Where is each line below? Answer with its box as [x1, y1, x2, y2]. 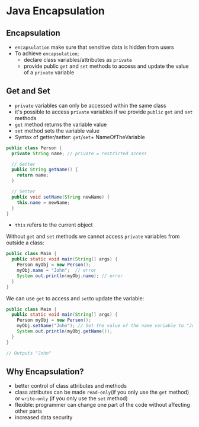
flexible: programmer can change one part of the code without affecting [14, 401, 191, 409]
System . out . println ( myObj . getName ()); [17, 328, 113, 334]
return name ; [17, 172, 49, 178]
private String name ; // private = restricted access [11, 150, 147, 156]
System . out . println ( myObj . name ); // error [17, 272, 123, 279]
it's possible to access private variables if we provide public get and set [14, 108, 193, 115]
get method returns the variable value [14, 121, 107, 128]
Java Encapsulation [6, 4, 105, 18]
